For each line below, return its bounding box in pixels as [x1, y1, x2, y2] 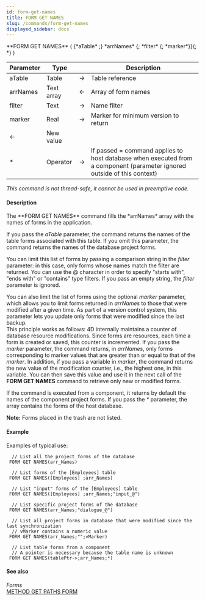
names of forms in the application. [6, 219, 93, 226]
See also [6, 568, 29, 575]
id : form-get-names [6, 9, 56, 15]
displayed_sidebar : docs [6, 26, 70, 32]
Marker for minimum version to [90, 111, 179, 120]
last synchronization [6, 523, 62, 529]
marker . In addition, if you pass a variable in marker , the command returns [6, 358, 193, 365]
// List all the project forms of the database [12, 453, 135, 459]
